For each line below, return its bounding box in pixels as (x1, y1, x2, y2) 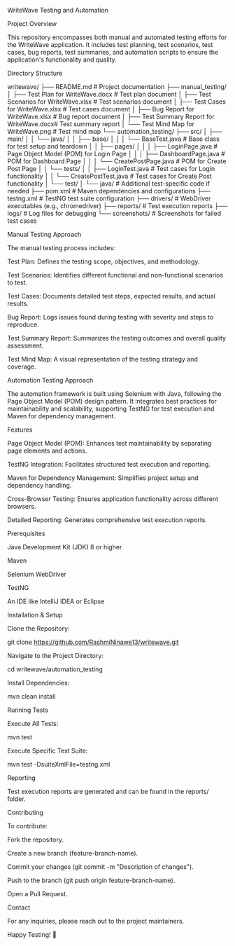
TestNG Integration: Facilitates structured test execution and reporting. (7, 460, 211, 468)
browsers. (7, 502, 36, 510)
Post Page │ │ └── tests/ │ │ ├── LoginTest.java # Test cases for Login (7, 165, 215, 172)
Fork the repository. (7, 835, 64, 844)
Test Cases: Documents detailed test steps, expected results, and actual (7, 292, 215, 300)
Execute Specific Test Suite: (7, 746, 88, 755)
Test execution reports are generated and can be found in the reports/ (7, 788, 209, 795)
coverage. (7, 362, 36, 371)
